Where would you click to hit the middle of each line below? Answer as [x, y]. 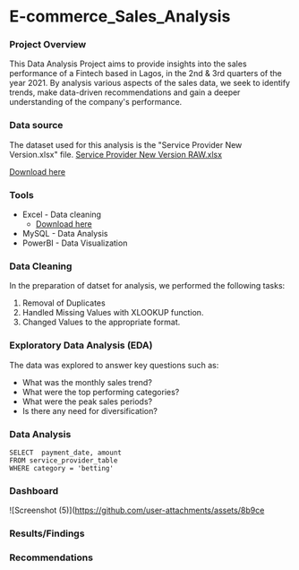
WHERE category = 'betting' [62, 468]
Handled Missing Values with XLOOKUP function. [113, 313]
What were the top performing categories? [101, 392]
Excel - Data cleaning [61, 215]
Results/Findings [47, 533]
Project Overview [48, 45]
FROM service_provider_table [64, 460]
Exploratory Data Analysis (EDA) [81, 345]
